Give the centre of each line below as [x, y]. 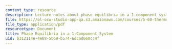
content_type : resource [31, 10]
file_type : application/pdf [35, 24]
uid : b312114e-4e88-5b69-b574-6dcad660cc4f [52, 39]
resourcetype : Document [31, 29]
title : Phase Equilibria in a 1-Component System [59, 34]
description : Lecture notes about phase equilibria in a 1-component [81, 15]
